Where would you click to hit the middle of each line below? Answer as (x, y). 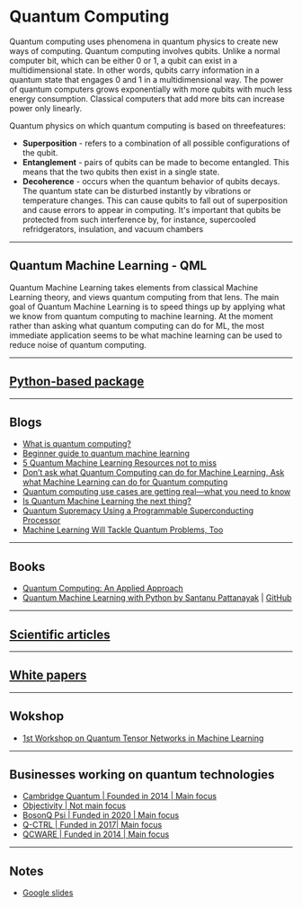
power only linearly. (46, 108)
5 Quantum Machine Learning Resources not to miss (120, 463)
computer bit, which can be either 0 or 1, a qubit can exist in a (124, 60)
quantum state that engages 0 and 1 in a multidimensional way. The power (147, 79)
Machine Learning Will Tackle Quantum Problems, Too (123, 530)
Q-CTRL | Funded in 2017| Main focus (92, 825)
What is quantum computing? (77, 444)
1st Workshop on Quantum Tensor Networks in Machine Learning (143, 738)
